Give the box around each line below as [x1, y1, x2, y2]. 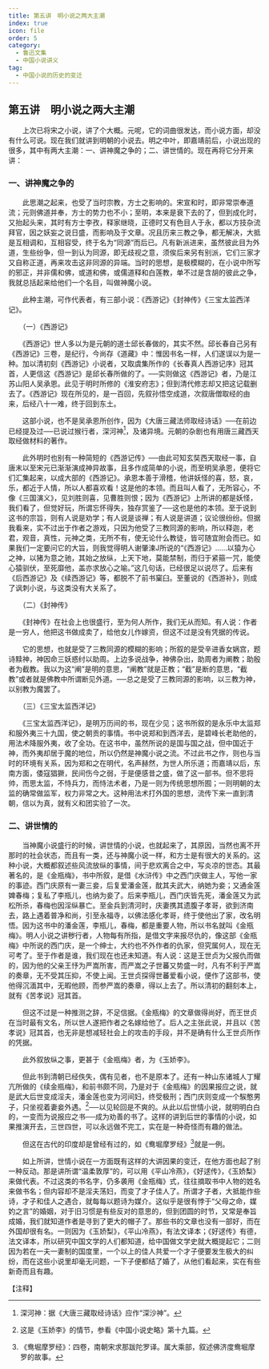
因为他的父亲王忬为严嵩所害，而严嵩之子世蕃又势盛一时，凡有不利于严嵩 [22, 960, 261, 970]
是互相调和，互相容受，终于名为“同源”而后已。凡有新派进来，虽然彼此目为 [8, 237, 254, 247]
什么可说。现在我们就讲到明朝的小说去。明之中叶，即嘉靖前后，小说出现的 [14, 135, 261, 145]
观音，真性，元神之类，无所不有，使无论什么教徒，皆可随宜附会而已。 [22, 534, 254, 543]
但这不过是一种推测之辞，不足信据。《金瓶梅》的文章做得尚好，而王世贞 [22, 1007, 258, 1017]
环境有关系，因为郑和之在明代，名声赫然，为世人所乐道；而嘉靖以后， [22, 759, 254, 768]
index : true [8, 19, 48, 27]
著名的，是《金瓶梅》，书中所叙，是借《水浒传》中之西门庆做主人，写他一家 [8, 870, 258, 880]
